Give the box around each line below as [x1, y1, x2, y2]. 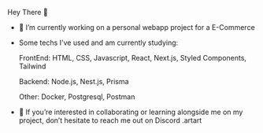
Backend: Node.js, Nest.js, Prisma [18, 77, 129, 86]
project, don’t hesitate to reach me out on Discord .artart [18, 116, 202, 125]
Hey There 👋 [7, 8, 48, 17]
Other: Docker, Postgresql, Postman [18, 92, 135, 102]
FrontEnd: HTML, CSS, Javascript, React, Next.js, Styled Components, [18, 54, 247, 62]
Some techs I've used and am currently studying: [18, 38, 179, 47]
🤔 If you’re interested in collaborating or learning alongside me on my [18, 107, 243, 116]
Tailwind [18, 61, 46, 71]
